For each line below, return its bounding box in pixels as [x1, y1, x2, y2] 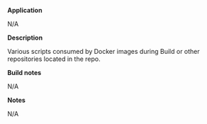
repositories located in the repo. [7, 55, 101, 63]
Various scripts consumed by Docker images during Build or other [7, 47, 200, 55]
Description [7, 33, 43, 42]
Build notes [7, 69, 42, 77]
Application [7, 6, 43, 14]
